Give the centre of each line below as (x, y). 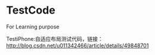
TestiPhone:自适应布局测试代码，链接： (55, 38)
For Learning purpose (33, 27)
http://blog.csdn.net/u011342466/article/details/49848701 (77, 46)
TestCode (31, 10)
